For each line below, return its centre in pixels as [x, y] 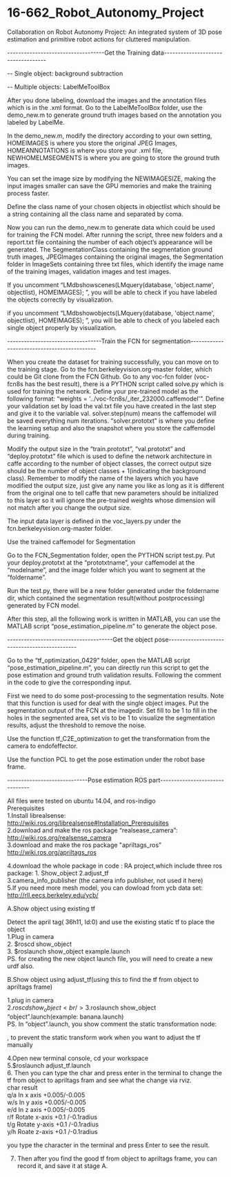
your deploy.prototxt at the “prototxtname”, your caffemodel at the [101, 563]
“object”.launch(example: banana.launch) [66, 1016]
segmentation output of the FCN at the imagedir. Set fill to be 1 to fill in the [112, 710]
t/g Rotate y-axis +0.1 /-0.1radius [53, 1124]
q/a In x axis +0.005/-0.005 [46, 1095]
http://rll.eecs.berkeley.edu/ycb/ [53, 895]
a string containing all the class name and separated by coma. [96, 214]
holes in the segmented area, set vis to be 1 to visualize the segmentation [111, 718]
